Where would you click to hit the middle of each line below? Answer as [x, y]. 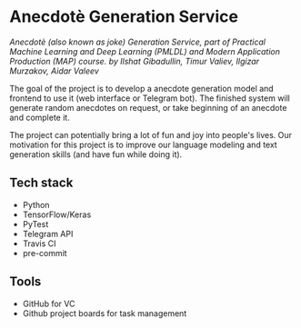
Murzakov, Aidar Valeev [55, 71]
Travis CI [39, 244]
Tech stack [41, 183]
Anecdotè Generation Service [124, 17]
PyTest [35, 224]
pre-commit [45, 253]
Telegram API [48, 234]
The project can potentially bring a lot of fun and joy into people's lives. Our [151, 134]
